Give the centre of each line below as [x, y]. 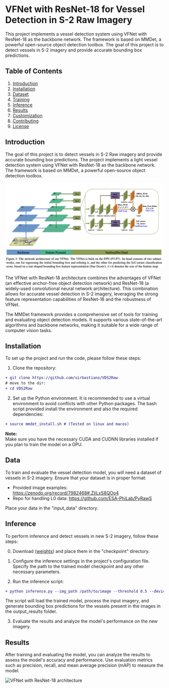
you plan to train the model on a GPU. [44, 444]
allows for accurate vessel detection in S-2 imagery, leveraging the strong [82, 294]
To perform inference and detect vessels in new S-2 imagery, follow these [82, 536]
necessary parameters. [36, 572]
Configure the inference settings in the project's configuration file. [81, 561]
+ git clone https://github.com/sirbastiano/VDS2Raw [62, 378]
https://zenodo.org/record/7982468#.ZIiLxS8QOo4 [66, 493]
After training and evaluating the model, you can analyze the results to [78, 655]
